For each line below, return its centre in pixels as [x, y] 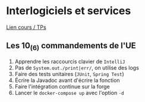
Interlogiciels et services [69, 11]
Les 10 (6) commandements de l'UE [71, 47]
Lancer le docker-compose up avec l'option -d [69, 93]
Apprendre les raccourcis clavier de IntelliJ [70, 61]
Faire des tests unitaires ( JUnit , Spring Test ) [70, 74]
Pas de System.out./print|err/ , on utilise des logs [77, 68]
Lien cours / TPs [26, 27]
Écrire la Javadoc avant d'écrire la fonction [67, 80]
